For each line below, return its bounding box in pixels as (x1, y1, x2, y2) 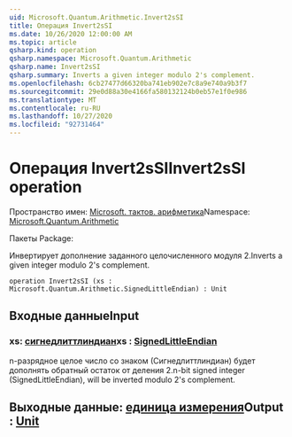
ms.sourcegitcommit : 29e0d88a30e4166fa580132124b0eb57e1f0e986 (9, 87, 248, 96)
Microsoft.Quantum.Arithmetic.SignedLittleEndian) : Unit (9, 285, 227, 293)
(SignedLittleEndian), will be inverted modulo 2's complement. (9, 374, 236, 385)
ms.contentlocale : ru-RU (9, 104, 101, 113)
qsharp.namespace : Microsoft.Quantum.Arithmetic (9, 54, 192, 63)
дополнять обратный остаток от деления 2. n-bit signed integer (9, 364, 245, 375)
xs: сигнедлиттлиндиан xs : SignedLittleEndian (9, 335, 218, 347)
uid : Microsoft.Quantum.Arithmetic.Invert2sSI (9, 12, 184, 22)
